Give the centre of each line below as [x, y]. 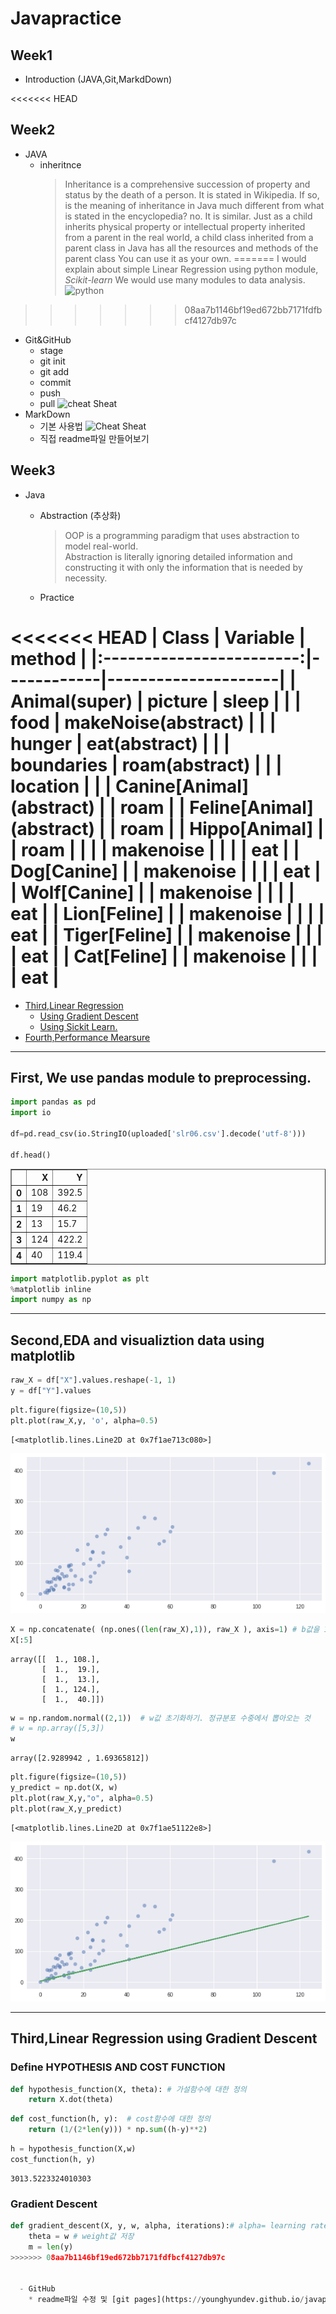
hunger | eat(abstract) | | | [120, 743]
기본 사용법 [61, 426]
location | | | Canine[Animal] [129, 786]
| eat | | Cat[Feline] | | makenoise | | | [164, 956]
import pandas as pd [53, 1102]
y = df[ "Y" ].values [51, 1390]
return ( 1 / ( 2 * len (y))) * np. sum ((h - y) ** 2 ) [118, 2130]
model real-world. [101, 546]
